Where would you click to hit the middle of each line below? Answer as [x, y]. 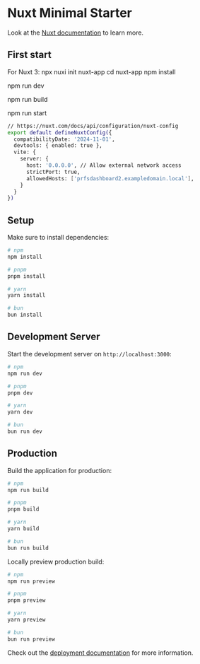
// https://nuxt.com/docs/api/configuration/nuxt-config [93, 126]
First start [29, 55]
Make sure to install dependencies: [58, 238]
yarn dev [20, 412]
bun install [25, 315]
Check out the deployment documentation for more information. [100, 653]
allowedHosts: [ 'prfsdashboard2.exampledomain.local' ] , [110, 178]
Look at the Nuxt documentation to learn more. [75, 33]
